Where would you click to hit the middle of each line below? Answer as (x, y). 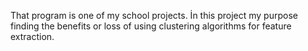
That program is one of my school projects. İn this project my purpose (154, 15)
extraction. (32, 36)
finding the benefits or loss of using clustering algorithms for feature (151, 26)
